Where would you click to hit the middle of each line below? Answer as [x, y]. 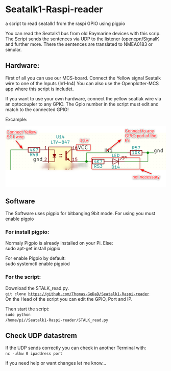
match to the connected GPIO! [37, 109]
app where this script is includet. [40, 89]
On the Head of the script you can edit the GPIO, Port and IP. [69, 299]
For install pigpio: [27, 232]
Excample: [16, 119]
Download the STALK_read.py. [37, 288]
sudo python [18, 314]
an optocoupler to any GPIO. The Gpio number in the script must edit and [82, 104]
